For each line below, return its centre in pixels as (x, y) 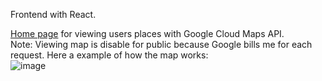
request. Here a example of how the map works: (109, 55)
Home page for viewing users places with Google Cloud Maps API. (147, 33)
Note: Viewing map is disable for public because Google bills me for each (161, 44)
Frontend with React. (53, 14)
